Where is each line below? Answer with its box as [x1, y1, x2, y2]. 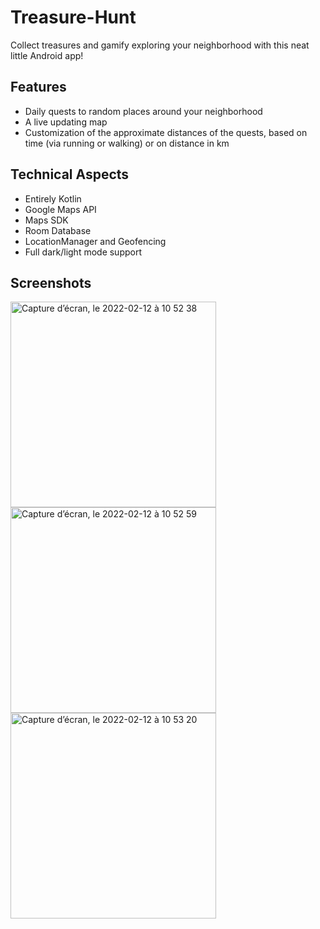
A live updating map [24, 116, 108, 128]
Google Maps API [24, 203, 97, 215]
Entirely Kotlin [24, 192, 82, 205]
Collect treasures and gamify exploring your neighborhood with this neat [10, 39, 310, 51]
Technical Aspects [10, 166, 130, 183]
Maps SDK [24, 214, 69, 226]
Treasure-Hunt [10, 6, 137, 29]
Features [10, 79, 67, 96]
